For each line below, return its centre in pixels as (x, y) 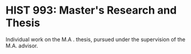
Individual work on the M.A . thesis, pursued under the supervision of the (95, 39)
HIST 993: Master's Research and (91, 10)
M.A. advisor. (22, 46)
